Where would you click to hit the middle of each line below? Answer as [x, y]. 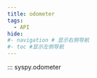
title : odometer [31, 14]
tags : [15, 21]
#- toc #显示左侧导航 [36, 47]
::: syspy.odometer [34, 67]
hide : [15, 34]
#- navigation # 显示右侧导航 [48, 40]
